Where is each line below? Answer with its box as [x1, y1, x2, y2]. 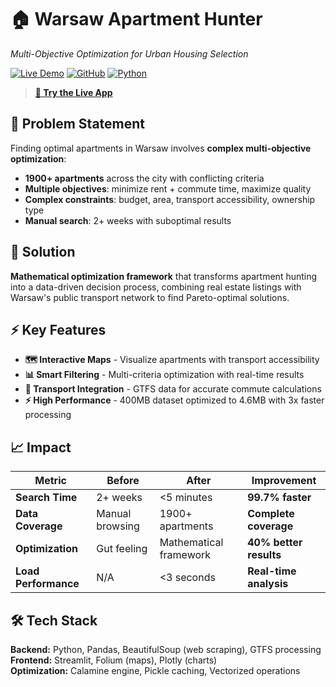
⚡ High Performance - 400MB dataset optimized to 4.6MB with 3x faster [24, 394, 325, 406]
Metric [34, 474, 67, 488]
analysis [247, 577, 289, 591]
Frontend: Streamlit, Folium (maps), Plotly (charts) [10, 654, 218, 666]
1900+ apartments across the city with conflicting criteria [24, 172, 265, 184]
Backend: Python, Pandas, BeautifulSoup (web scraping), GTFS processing [10, 644, 322, 655]
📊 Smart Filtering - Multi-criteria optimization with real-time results [24, 369, 305, 381]
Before [106, 474, 140, 488]
